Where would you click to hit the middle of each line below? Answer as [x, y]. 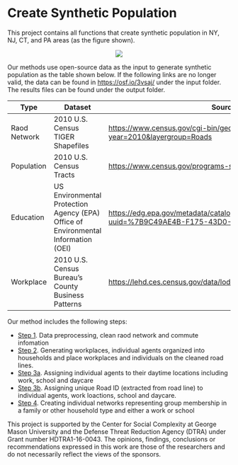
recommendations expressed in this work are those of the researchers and [116, 447]
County [66, 286]
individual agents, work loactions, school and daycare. [97, 395]
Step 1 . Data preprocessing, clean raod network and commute [108, 335]
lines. [25, 365]
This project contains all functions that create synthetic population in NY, [113, 33]
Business [69, 295]
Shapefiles [72, 145]
